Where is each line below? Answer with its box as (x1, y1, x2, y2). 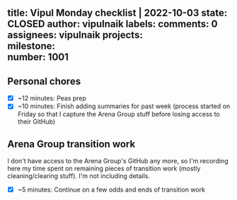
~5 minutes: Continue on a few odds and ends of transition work (17, 185, 205, 194)
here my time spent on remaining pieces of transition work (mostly (7, 164, 201, 173)
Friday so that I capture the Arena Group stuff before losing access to (17, 110, 221, 119)
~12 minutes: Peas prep (17, 94, 87, 102)
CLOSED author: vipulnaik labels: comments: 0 (7, 18, 218, 30)
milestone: (7, 40, 55, 52)
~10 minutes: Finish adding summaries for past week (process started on (17, 102, 231, 110)
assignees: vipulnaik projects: (7, 29, 143, 41)
